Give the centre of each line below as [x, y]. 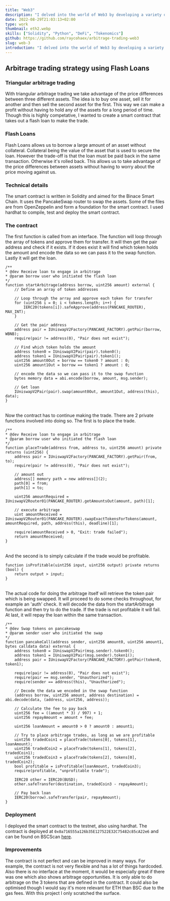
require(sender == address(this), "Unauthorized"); [70, 682]
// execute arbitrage [37, 510]
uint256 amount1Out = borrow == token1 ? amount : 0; [72, 365]
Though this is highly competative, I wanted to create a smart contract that [83, 115]
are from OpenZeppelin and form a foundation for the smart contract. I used [84, 207]
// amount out [29, 475]
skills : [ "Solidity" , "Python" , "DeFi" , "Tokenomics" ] [64, 34]
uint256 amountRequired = [42, 497]
